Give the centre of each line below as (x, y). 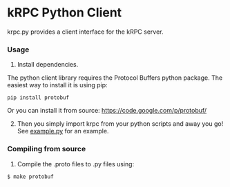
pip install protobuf (38, 98)
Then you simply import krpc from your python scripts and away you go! (120, 124)
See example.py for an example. (63, 131)
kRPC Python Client (65, 13)
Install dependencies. (48, 65)
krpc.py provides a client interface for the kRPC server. (85, 32)
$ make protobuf (30, 177)
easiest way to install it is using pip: (58, 85)
